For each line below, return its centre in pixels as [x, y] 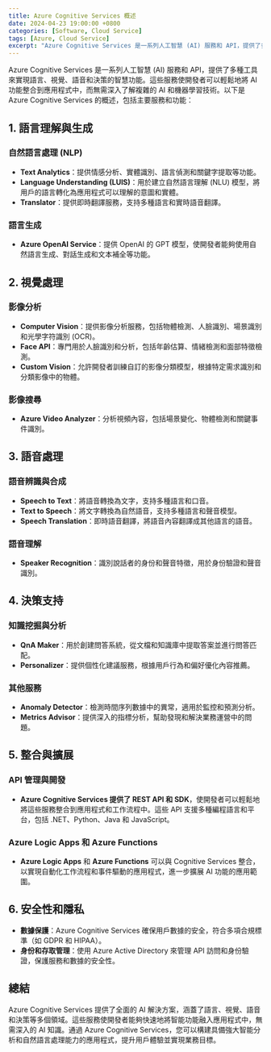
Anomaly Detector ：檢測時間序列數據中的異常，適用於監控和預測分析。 [140, 708]
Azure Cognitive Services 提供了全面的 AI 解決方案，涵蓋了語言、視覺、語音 [135, 1009]
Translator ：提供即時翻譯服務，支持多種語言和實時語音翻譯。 [123, 202]
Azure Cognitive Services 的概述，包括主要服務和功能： [101, 100]
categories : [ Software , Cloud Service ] [75, 31]
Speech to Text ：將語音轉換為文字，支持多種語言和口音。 [117, 500]
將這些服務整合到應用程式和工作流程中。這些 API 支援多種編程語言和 [134, 809]
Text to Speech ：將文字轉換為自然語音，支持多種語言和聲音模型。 [131, 511]
